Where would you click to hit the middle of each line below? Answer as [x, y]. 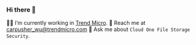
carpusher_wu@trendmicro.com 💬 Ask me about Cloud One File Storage [98, 29]
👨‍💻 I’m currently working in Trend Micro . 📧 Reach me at [76, 23]
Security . [18, 36]
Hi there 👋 [21, 10]
